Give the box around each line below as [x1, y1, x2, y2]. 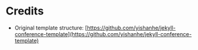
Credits [5, 4, 44, 18]
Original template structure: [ [14, 24, 87, 31]
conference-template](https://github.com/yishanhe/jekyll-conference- [14, 30, 192, 37]
